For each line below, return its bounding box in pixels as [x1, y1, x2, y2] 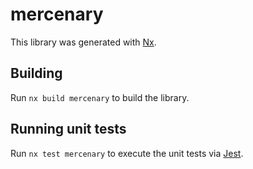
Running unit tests [10, 121, 127, 138]
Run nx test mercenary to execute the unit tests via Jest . [10, 147, 244, 159]
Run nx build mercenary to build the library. [10, 91, 190, 103]
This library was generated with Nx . [10, 36, 157, 48]
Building [10, 65, 63, 82]
